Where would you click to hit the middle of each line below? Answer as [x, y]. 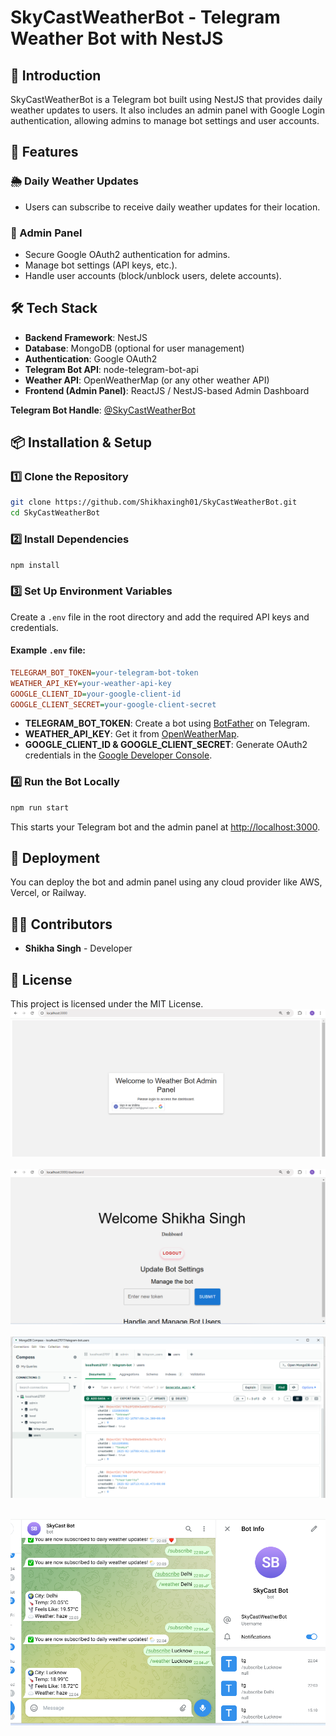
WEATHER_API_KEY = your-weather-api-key [91, 683]
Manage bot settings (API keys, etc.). [101, 265]
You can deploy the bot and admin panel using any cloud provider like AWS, [166, 882]
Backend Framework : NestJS [86, 337]
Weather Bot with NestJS [117, 38]
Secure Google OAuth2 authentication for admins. [127, 254]
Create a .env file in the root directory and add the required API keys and [160, 617]
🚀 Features [44, 152]
